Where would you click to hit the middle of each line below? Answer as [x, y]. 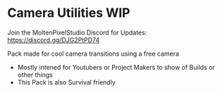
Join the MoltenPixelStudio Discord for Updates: [77, 32]
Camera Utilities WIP [69, 13]
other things [35, 75]
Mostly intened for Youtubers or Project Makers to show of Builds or [116, 67]
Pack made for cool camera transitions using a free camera [93, 54]
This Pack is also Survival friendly [67, 82]
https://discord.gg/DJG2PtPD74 [54, 39]
